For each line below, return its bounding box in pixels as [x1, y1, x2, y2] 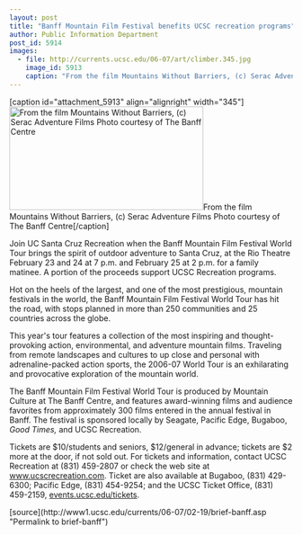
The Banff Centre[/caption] [9, 220, 110, 231]
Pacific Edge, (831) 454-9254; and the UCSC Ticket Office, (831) [33, 479, 274, 490]
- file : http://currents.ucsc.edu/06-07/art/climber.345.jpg [17, 55, 252, 64]
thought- [241, 330, 274, 341]
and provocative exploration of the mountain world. [9, 368, 200, 379]
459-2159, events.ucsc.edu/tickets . [9, 489, 140, 500]
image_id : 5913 [25, 64, 83, 73]
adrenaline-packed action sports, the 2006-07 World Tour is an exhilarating [9, 359, 289, 370]
